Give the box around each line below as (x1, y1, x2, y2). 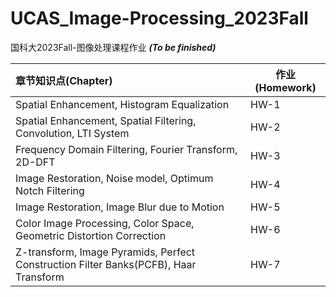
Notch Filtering (15, 183, 85, 197)
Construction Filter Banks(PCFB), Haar (15, 257, 197, 271)
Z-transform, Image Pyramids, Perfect (15, 245, 196, 259)
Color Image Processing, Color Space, (15, 216, 195, 230)
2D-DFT (15, 155, 56, 169)
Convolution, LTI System (15, 126, 130, 140)
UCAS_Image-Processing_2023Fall (10, 7, 309, 30)
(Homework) (254, 80, 317, 94)
